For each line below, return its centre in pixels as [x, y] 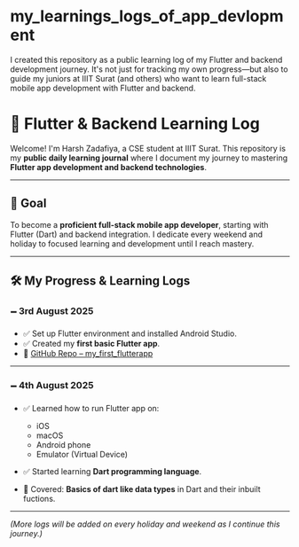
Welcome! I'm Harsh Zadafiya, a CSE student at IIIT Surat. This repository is [148, 148]
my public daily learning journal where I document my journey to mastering [149, 158]
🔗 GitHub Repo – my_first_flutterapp [88, 354]
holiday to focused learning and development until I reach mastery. [132, 243]
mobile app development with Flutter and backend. [103, 88]
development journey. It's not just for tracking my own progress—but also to [149, 69]
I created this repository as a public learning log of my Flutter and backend [146, 59]
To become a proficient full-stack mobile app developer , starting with [139, 224]
